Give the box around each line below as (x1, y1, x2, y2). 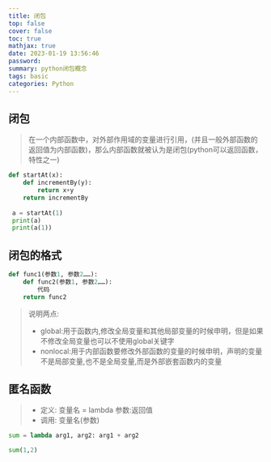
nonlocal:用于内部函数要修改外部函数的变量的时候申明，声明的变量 (40, 346, 263, 356)
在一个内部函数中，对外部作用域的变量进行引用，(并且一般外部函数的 (28, 135, 258, 144)
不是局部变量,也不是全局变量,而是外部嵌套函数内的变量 (40, 356, 222, 366)
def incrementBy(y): (23, 179, 92, 187)
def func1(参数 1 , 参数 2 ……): (8, 271, 99, 279)
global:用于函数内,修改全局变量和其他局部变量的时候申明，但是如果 (40, 326, 264, 336)
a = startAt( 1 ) (11, 208, 63, 217)
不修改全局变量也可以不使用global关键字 (40, 336, 175, 345)
